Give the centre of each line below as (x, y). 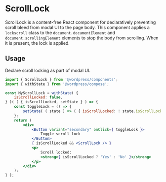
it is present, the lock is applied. (38, 43)
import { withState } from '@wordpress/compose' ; (57, 84)
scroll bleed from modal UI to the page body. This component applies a (77, 27)
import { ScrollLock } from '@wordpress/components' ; (62, 79)
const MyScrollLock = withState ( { (42, 93)
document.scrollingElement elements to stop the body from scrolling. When (82, 38)
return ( (23, 120)
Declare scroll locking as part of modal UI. (48, 70)
